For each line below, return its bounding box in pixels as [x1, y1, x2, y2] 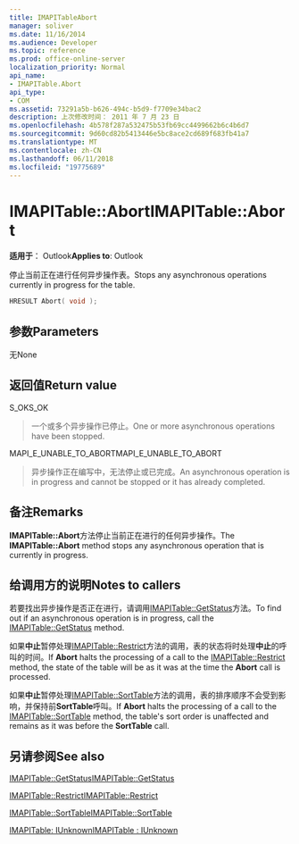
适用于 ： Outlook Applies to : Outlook [9, 251, 144, 262]
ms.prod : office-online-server [9, 54, 126, 63]
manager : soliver [9, 21, 74, 30]
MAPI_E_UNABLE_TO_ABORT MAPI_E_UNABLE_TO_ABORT [9, 447, 223, 458]
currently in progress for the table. [9, 280, 136, 290]
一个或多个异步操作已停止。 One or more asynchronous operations [30, 421, 275, 431]
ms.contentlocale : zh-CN [9, 146, 102, 155]
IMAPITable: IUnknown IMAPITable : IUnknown [9, 825, 179, 836]
